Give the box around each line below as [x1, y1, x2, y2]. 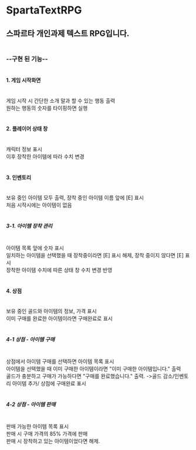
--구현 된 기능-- [6, 55, 48, 63]
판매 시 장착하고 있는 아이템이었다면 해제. [6, 438, 100, 445]
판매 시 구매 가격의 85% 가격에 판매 [6, 430, 88, 438]
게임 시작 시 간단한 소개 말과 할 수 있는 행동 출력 [6, 97, 116, 104]
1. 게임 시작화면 [6, 77, 41, 84]
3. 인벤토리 [6, 174, 31, 181]
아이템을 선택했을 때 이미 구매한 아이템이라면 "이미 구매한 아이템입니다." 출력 [6, 365, 181, 372]
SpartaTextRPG [6, 4, 82, 17]
